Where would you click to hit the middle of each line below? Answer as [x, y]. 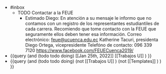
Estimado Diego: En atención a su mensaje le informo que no [88, 18]
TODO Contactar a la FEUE [45, 13]
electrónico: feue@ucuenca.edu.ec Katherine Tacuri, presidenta [92, 40]
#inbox [17, 7]
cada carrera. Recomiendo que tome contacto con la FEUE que [91, 29]
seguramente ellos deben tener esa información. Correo [84, 34]
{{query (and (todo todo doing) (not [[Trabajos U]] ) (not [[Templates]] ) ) [86, 61]
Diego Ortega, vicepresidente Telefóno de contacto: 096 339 [89, 45]
